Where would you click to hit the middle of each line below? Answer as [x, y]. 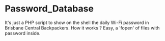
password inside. [23, 33]
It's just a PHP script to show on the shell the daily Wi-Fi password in [77, 22]
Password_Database [49, 9]
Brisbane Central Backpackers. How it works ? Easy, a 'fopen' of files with [82, 27]
